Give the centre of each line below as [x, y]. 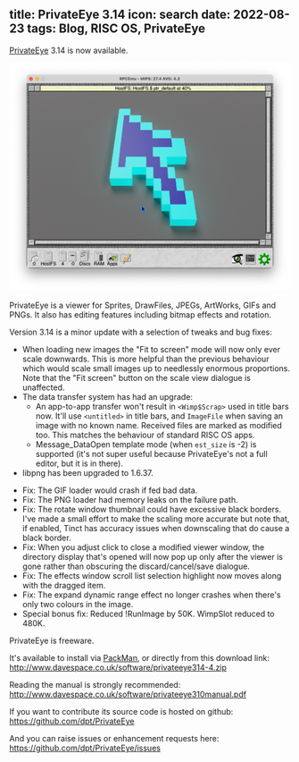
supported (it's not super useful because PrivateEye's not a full [151, 454]
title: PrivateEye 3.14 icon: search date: [120, 15]
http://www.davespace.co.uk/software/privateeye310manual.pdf [128, 694]
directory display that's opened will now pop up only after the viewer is [153, 557]
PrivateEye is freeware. [52, 641]
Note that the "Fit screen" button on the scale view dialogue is [137, 378]
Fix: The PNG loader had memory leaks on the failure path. [130, 500]
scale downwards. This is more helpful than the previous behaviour [145, 359]
